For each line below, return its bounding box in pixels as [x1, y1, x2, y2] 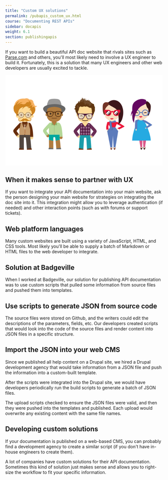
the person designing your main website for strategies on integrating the [5, 194, 154, 200]
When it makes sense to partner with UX [5, 176, 133, 184]
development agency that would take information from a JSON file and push [5, 364, 162, 370]
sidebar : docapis [5, 24, 41, 29]
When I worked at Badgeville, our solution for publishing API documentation [5, 276, 161, 283]
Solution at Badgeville [5, 263, 75, 272]
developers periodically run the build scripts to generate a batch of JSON [5, 384, 156, 391]
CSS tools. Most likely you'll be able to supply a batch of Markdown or [5, 243, 150, 249]
